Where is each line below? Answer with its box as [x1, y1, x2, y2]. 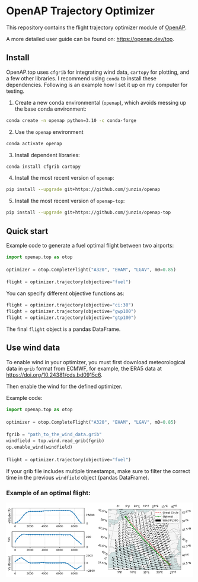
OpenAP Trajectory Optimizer [6, 4, 155, 18]
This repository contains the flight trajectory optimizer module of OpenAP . [6, 24, 187, 31]
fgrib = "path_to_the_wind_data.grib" [6, 431, 102, 438]
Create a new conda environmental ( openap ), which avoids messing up [14, 99, 187, 106]
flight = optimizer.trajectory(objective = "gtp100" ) [6, 315, 136, 321]
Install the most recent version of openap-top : [14, 198, 125, 205]
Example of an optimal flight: [6, 489, 91, 497]
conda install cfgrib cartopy [6, 164, 81, 170]
